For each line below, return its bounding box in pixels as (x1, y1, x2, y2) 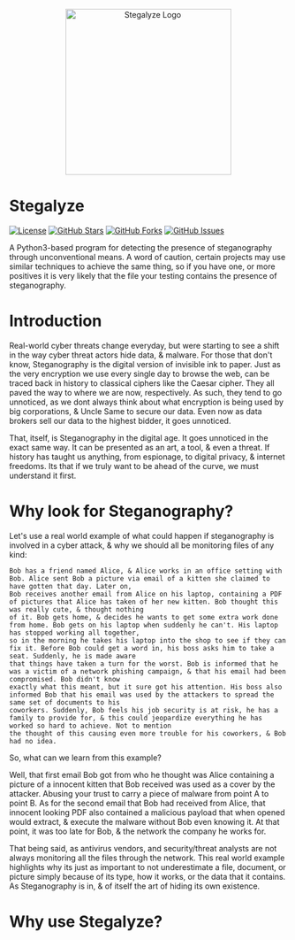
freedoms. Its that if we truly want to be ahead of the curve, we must (9, 460, 259, 471)
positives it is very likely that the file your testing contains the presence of (9, 270, 277, 281)
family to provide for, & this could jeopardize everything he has (9, 713, 263, 722)
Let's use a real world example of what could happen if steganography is (9, 530, 275, 541)
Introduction (9, 311, 102, 331)
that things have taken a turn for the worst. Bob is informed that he (9, 659, 278, 668)
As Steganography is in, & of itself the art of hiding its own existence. (9, 881, 261, 891)
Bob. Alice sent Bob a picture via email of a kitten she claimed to (9, 574, 271, 583)
